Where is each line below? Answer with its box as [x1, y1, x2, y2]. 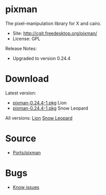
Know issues [12, 184, 40, 190]
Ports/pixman [12, 149, 41, 155]
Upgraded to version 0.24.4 [12, 55, 71, 61]
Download [5, 73, 49, 85]
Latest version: [5, 90, 37, 96]
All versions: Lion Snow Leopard [5, 115, 73, 121]
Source [5, 133, 37, 144]
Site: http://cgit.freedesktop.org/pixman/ [12, 30, 97, 36]
